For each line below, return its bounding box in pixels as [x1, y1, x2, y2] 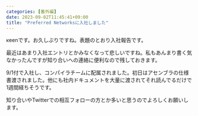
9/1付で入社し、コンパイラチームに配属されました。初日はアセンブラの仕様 [6, 69, 189, 76]
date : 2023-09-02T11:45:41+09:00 [6, 14, 89, 20]
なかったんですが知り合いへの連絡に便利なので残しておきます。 [6, 57, 161, 64]
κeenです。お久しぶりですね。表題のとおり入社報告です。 [6, 37, 147, 44]
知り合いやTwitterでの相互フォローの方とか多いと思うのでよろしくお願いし [6, 96, 189, 104]
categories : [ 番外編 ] [6, 8, 57, 15]
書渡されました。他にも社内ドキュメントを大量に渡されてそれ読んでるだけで [6, 76, 192, 83]
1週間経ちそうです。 [6, 84, 55, 91]
